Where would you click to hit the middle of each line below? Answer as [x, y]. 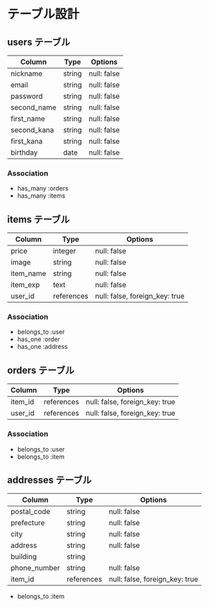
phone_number [35, 568]
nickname [27, 74]
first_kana [27, 141]
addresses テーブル [49, 480]
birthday [24, 152]
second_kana [32, 130]
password [27, 96]
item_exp [25, 285]
